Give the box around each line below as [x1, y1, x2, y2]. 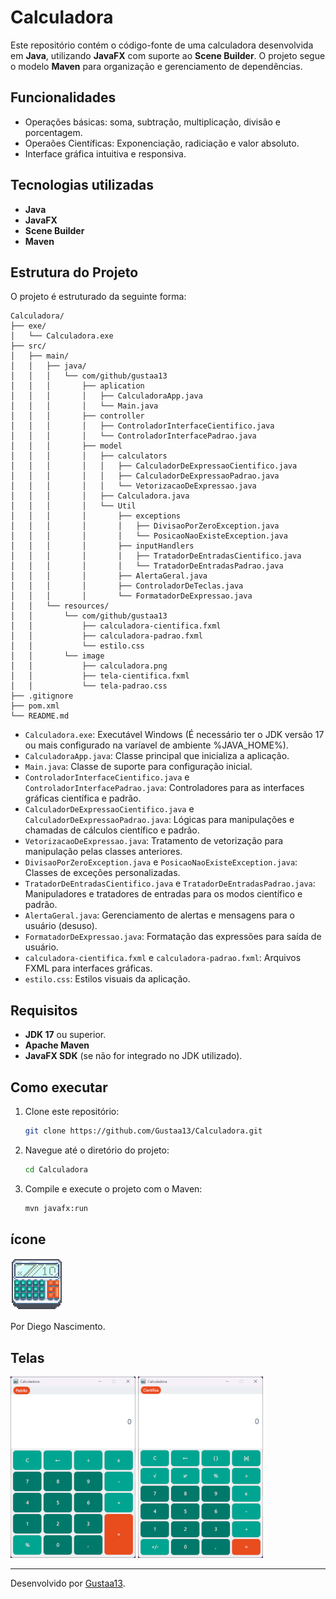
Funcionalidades [10, 89, 117, 106]
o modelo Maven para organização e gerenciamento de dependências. [10, 60, 303, 72]
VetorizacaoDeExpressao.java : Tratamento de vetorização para [24, 835, 284, 847]
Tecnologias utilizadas [10, 177, 154, 194]
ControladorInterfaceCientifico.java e [24, 771, 190, 783]
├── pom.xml [10, 701, 60, 711]
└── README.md [10, 711, 70, 721]
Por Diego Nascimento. [10, 1321, 106, 1333]
